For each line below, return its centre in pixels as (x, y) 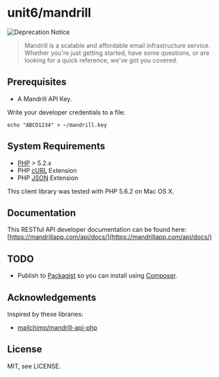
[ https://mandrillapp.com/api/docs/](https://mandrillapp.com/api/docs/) (109, 237)
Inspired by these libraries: (45, 314)
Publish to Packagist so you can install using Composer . (97, 276)
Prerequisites (37, 82)
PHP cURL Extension (47, 170)
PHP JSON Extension (48, 178)
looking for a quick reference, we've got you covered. (101, 60)
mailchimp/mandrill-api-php (57, 327)
